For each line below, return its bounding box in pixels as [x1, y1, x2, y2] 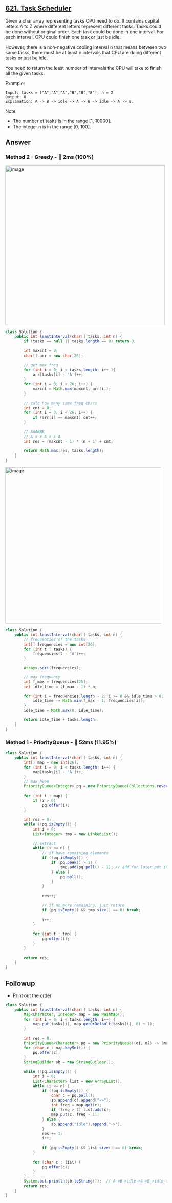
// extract [32, 841, 56, 846]
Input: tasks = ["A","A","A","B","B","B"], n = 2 [5, 90, 114, 95]
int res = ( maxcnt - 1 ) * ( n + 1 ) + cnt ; [24, 439, 114, 444]
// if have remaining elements [41, 851, 109, 856]
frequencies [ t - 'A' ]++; [32, 651, 86, 656]
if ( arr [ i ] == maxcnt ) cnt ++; [32, 415, 97, 420]
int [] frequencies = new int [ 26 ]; [24, 641, 97, 647]
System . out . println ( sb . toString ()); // [24, 1178, 111, 1184]
